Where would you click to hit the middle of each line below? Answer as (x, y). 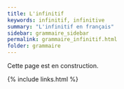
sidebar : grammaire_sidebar (48, 33)
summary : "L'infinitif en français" (61, 26)
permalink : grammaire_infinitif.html (62, 40)
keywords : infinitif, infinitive (56, 20)
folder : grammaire (34, 46)
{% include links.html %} (43, 79)
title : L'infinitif (36, 14)
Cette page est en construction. (53, 66)
